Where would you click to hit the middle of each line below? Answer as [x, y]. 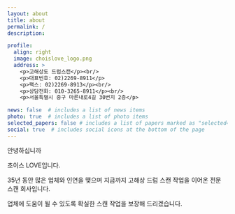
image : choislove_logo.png [53, 59]
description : [26, 33]
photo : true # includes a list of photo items [78, 117]
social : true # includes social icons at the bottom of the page [106, 130]
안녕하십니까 [24, 150]
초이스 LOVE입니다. [34, 165]
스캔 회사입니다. [29, 188]
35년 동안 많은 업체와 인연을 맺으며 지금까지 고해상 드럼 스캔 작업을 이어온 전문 [114, 180]
